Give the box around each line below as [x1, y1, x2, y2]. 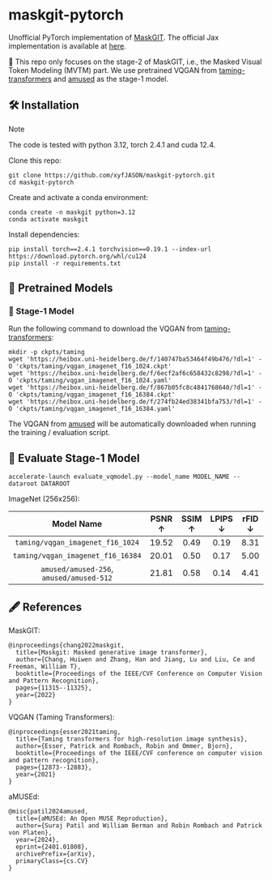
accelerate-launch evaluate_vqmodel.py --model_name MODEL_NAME [8, 472, 230, 481]
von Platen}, [8, 829, 53, 837]
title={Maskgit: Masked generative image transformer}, [15, 648, 208, 657]
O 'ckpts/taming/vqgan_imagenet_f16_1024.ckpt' [8, 362, 172, 370]
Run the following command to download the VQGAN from [8, 324, 203, 334]
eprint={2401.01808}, [15, 843, 89, 852]
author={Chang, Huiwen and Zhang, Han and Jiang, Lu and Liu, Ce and [15, 656, 255, 664]
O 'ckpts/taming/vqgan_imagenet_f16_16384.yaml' [8, 405, 176, 413]
